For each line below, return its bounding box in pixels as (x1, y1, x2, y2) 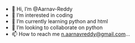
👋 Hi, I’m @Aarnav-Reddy (11, 6, 73, 12)
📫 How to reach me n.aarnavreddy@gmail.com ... (11, 31, 130, 37)
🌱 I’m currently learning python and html (11, 18, 108, 24)
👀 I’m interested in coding (11, 12, 73, 19)
